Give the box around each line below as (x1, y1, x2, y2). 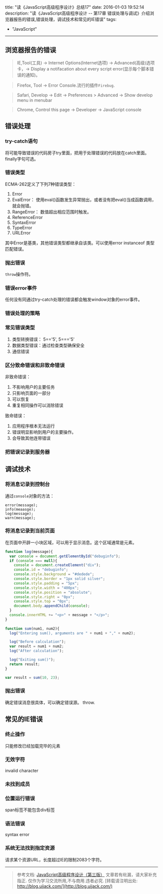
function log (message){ (5, 549, 53, 554)
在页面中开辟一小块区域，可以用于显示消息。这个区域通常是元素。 (5, 539, 137, 545)
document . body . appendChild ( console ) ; (14, 603, 90, 608)
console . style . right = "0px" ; (14, 594, 75, 600)
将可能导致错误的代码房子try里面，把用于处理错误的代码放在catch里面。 (5, 150, 149, 156)
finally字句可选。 (5, 156, 39, 162)
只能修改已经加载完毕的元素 (5, 743, 61, 748)
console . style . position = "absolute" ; (14, 590, 92, 595)
